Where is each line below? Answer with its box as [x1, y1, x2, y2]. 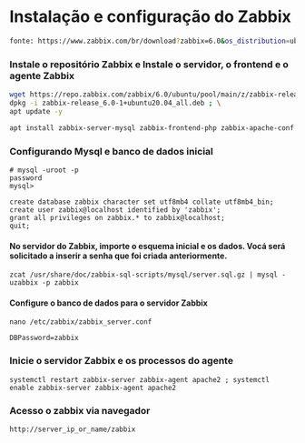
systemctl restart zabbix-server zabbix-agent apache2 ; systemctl [9, 375, 271, 384]
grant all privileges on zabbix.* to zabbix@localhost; [9, 213, 225, 222]
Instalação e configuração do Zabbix [9, 6, 292, 27]
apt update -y [9, 106, 64, 116]
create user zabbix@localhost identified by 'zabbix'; [9, 205, 221, 215]
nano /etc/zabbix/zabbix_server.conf [9, 317, 152, 327]
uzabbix [9, 278, 39, 287]
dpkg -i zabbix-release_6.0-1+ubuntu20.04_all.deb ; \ [9, 98, 221, 107]
